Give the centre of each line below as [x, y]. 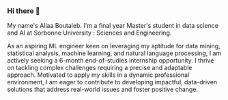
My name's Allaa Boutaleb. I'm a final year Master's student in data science [113, 26]
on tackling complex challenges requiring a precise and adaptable [100, 68]
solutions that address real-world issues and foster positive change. [103, 89]
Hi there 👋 [24, 11]
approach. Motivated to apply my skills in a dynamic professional [98, 75]
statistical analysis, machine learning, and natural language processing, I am [114, 53]
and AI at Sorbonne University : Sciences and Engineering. [89, 33]
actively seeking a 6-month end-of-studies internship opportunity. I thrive [111, 61]
